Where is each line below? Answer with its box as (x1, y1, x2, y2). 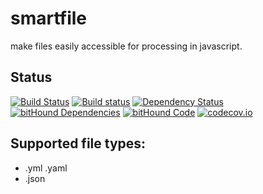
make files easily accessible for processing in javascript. (10, 40, 243, 52)
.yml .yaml (24, 162, 68, 174)
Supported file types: (10, 135, 147, 152)
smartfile (10, 7, 88, 30)
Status (10, 69, 53, 86)
